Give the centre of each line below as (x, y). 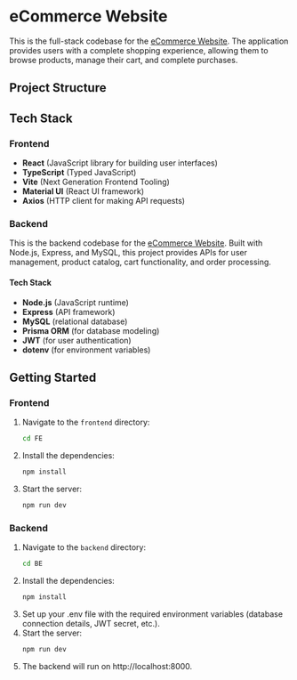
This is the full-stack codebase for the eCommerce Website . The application (149, 41)
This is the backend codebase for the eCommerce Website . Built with (136, 243)
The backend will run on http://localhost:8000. (107, 666)
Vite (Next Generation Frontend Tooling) (96, 182)
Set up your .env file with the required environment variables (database (152, 614)
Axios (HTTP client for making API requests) (103, 201)
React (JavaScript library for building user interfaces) (120, 163)
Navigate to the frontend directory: (86, 422)
